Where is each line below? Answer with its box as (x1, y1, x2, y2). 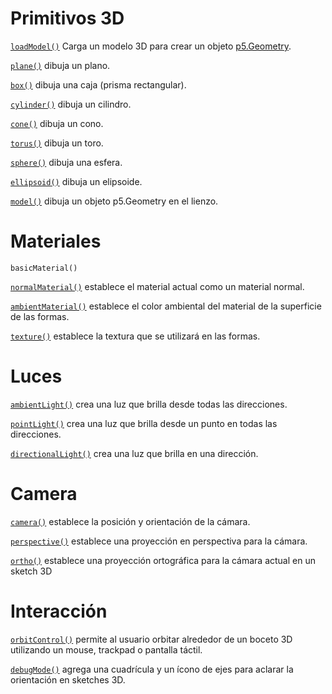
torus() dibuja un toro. (10, 137, 104, 149)
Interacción (10, 600, 108, 622)
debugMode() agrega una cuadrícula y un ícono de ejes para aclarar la (10, 663, 294, 675)
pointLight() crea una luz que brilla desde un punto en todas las (10, 417, 278, 429)
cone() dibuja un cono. (10, 117, 104, 129)
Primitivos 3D (10, 7, 125, 30)
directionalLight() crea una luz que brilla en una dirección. (10, 447, 259, 459)
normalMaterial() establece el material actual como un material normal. (10, 280, 305, 292)
